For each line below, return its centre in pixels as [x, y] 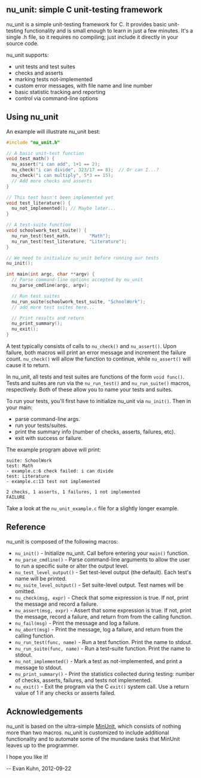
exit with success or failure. [49, 438]
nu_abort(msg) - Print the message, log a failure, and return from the [99, 629]
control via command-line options [57, 98]
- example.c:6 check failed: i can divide [60, 471]
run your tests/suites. [41, 425]
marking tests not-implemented [54, 79]
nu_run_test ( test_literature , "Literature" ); [69, 242]
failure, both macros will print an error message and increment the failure [96, 353]
